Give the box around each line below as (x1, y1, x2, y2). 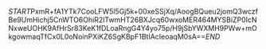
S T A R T (8, 7, 31, 16)
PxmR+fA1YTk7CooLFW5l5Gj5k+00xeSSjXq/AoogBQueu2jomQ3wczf (30, 7, 259, 16)
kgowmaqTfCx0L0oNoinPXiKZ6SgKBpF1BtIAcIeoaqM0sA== (8, 32, 206, 41)
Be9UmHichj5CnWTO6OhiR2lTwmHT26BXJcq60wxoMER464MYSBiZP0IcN (8, 15, 257, 24)
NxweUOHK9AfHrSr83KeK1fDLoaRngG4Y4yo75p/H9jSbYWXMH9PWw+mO (8, 24, 257, 32)
